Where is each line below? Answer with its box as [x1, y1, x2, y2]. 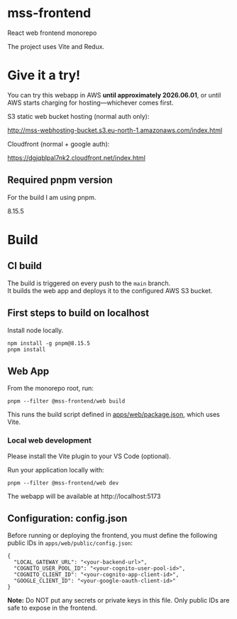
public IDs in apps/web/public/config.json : [7, 539, 133, 547]
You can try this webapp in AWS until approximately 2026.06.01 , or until [7, 90, 221, 99]
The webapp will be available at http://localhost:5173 [7, 492, 161, 500]
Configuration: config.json [7, 512, 128, 524]
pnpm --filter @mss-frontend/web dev [7, 479, 119, 487]
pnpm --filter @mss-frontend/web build [7, 398, 126, 405]
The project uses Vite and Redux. [7, 42, 105, 51]
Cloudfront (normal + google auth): [7, 139, 110, 148]
